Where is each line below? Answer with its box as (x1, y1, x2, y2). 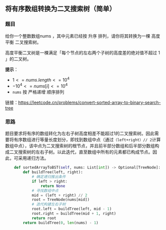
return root (31, 216, 56, 221)
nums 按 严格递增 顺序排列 (12, 89, 64, 95)
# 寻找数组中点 (31, 188, 58, 193)
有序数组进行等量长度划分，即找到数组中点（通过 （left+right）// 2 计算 (13, 137, 161, 142)
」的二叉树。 (5, 56, 31, 62)
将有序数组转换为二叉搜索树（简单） (5, 4, 116, 13)
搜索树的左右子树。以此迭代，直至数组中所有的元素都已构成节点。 (18, 149, 153, 155)
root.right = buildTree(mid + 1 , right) (31, 211, 116, 216)
